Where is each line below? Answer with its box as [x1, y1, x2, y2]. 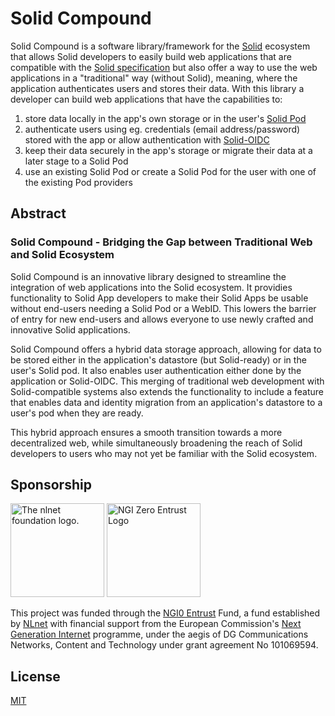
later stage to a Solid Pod [24, 155, 129, 167]
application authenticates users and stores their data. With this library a [10, 82, 305, 94]
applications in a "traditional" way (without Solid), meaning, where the [10, 72, 298, 84]
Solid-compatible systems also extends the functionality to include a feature [10, 385, 324, 397]
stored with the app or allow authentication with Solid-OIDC [24, 133, 270, 146]
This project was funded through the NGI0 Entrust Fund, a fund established [10, 607, 321, 619]
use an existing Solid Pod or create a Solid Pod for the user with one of [24, 165, 317, 177]
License [10, 668, 61, 685]
